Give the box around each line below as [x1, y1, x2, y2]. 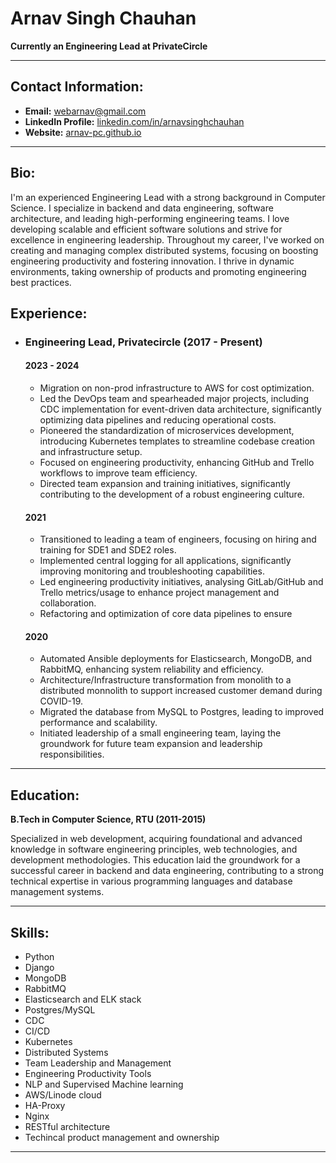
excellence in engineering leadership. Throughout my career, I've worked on [10, 233, 325, 246]
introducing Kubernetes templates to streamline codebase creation [39, 435, 316, 447]
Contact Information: [10, 78, 144, 96]
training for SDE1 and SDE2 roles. [39, 544, 177, 556]
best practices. [10, 276, 72, 288]
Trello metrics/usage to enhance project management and [39, 587, 280, 599]
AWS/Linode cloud [24, 1089, 102, 1101]
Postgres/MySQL [24, 1004, 96, 1016]
